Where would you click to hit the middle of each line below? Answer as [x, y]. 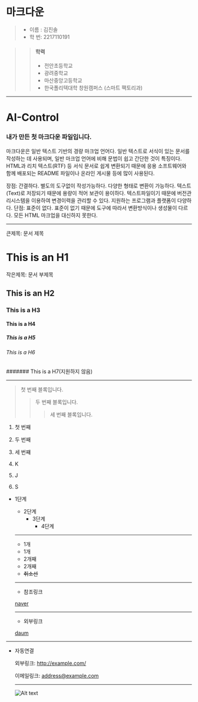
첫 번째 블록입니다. [42, 390]
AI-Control [32, 118]
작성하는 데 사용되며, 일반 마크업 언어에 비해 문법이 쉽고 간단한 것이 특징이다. [94, 158]
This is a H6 [21, 352]
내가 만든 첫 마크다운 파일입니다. [49, 137]
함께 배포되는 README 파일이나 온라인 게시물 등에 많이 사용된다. [80, 173]
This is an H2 [30, 293]
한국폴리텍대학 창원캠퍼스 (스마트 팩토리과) [93, 88]
